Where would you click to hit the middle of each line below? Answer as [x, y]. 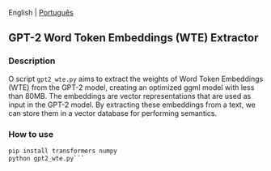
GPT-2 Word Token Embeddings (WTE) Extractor [133, 38]
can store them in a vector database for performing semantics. [113, 113]
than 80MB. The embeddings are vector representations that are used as [130, 96]
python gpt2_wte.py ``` [47, 158]
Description [32, 61]
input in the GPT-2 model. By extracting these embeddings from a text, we [132, 105]
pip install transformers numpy [63, 151]
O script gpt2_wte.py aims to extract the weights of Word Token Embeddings [136, 79]
